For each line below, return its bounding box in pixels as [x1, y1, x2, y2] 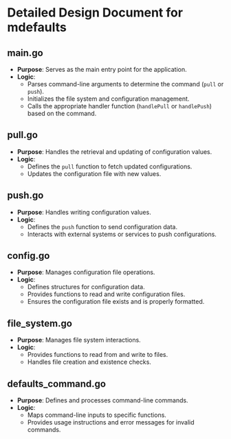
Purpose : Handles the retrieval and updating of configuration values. [16, 147, 212, 156]
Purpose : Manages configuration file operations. [16, 268, 155, 277]
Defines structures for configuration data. [27, 283, 146, 291]
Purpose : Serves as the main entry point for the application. [16, 66, 187, 73]
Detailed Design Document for [7, 5, 184, 21]
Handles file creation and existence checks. [27, 358, 151, 367]
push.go [7, 190, 44, 202]
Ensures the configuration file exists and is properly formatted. [27, 297, 205, 306]
